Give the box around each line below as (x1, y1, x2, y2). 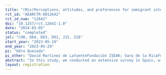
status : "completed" (5, 30, 48, 35)
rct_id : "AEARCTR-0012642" (5, 12, 61, 17)
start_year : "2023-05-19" (5, 39, 58, 44)
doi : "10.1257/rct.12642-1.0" (5, 21, 68, 26)
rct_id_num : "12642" (5, 16, 48, 21)
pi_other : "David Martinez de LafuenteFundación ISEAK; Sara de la (5, 53, 147, 58)
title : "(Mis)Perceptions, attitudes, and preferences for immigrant (5, 7, 152, 12)
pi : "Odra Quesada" (5, 48, 45, 53)
